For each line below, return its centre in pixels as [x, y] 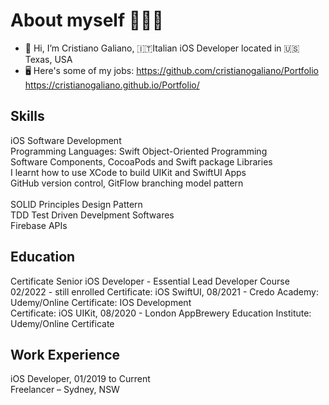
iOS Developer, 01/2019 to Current [80, 379]
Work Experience [65, 354]
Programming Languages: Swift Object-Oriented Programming [139, 151]
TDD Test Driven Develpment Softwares [92, 215]
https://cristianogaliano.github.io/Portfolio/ [112, 85]
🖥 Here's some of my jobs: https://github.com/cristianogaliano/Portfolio [171, 70]
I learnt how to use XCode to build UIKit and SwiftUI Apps [128, 172]
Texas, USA [48, 59]
